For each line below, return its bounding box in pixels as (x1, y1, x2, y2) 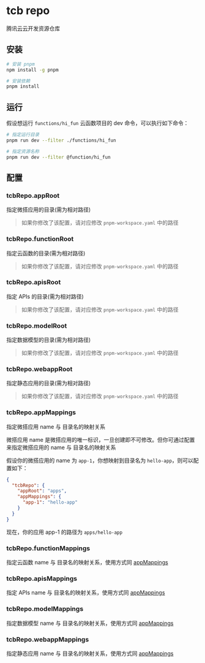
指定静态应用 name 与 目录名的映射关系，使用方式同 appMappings (6, 650, 174, 657)
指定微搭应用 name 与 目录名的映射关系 (6, 423, 106, 430)
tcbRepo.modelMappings (6, 605, 84, 613)
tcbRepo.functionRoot (6, 235, 74, 243)
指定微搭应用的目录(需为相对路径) (6, 206, 91, 213)
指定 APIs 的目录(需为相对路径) (6, 292, 84, 300)
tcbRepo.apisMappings (6, 574, 78, 583)
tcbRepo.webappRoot (6, 365, 73, 374)
